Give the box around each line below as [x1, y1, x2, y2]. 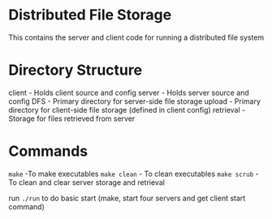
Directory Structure [8, 61, 143, 79]
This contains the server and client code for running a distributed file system [8, 32, 265, 42]
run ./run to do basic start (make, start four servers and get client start [8, 193, 246, 203]
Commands [8, 142, 89, 161]
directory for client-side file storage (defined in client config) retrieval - [8, 105, 246, 114]
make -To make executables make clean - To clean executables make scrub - [8, 169, 259, 178]
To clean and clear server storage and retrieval [8, 177, 165, 187]
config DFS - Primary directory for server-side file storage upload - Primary [8, 96, 261, 106]
